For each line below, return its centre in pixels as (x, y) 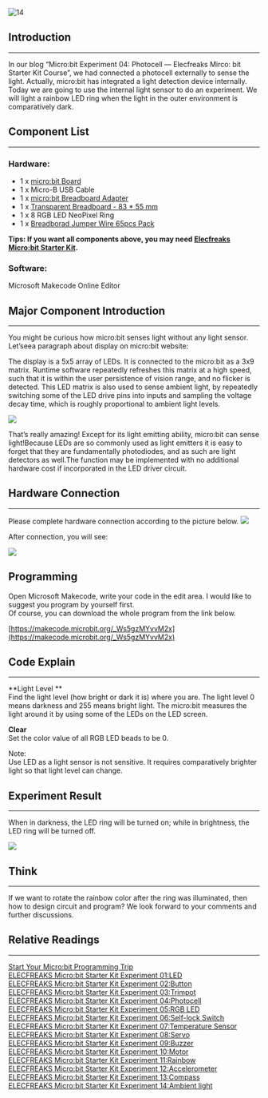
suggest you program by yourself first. (71, 604)
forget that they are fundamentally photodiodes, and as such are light (122, 452)
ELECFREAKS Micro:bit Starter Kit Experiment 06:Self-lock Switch (116, 1017)
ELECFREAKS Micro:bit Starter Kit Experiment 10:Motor (99, 1052)
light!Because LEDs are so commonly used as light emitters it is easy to (125, 443)
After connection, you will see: (58, 536)
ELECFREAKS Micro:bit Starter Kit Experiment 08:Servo (99, 1034)
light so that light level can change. (66, 770)
